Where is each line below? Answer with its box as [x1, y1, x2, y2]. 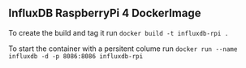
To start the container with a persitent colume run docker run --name [8, 44, 238, 53]
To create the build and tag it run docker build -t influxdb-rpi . [8, 28, 229, 37]
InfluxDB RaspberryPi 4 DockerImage [8, 6, 201, 20]
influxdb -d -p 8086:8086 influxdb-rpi [8, 52, 144, 60]
